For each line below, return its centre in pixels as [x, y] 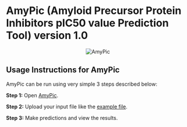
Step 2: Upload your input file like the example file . [67, 107]
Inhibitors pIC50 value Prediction [87, 23]
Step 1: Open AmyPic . [32, 95]
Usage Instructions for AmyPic [63, 70]
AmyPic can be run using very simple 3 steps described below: [82, 84]
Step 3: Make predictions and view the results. [62, 118]
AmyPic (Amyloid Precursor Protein [94, 11]
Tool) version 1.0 [47, 36]
